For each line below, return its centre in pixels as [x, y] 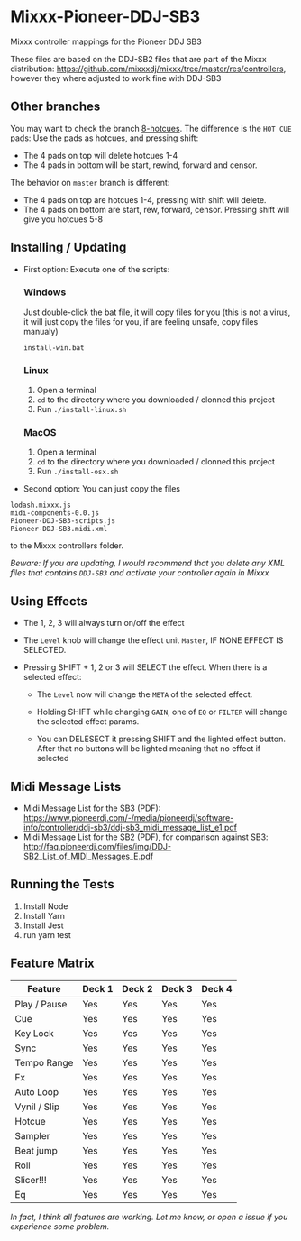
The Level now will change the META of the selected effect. [145, 694]
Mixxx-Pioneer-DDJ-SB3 [105, 17]
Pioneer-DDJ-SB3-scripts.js [63, 521]
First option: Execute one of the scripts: [96, 269]
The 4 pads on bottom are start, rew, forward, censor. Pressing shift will [156, 209]
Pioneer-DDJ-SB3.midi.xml [59, 529]
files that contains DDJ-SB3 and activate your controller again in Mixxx [140, 573]
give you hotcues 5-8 [63, 219]
